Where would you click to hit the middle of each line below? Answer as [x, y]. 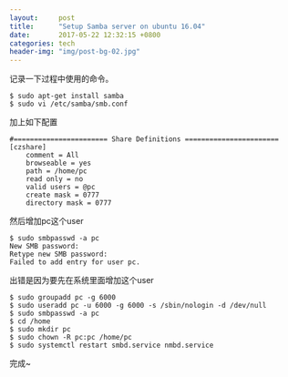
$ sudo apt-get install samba [67, 97]
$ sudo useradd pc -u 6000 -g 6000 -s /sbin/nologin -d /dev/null [138, 306]
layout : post [42, 18]
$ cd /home [30, 321]
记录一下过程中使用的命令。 [62, 79]
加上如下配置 [33, 122]
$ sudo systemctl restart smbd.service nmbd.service [112, 346]
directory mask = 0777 [69, 203]
